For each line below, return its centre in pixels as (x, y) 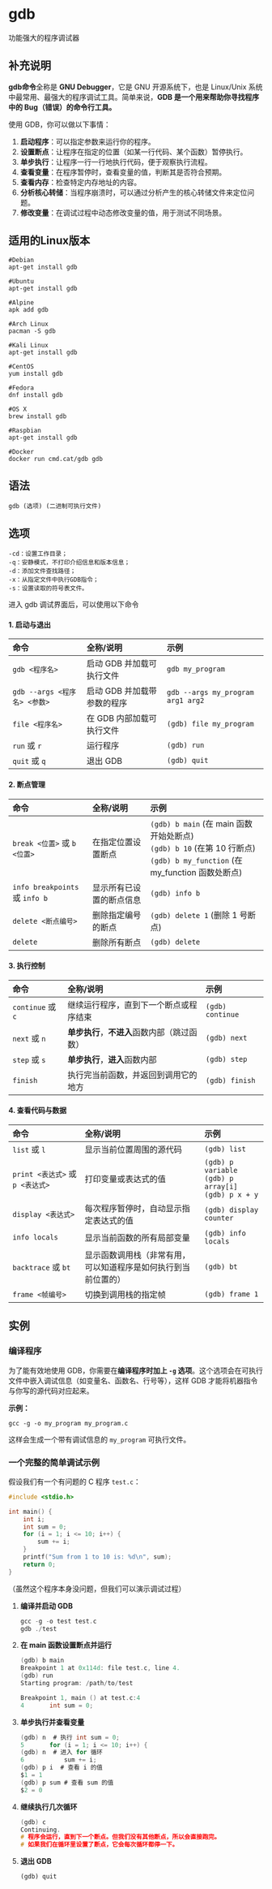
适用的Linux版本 (49, 241)
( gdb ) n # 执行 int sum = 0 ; (70, 1737)
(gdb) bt (221, 1267)
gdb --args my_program (210, 692)
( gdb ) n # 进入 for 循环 (61, 1753)
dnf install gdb (36, 395)
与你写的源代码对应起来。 (51, 1391)
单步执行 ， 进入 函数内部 (112, 1059)
